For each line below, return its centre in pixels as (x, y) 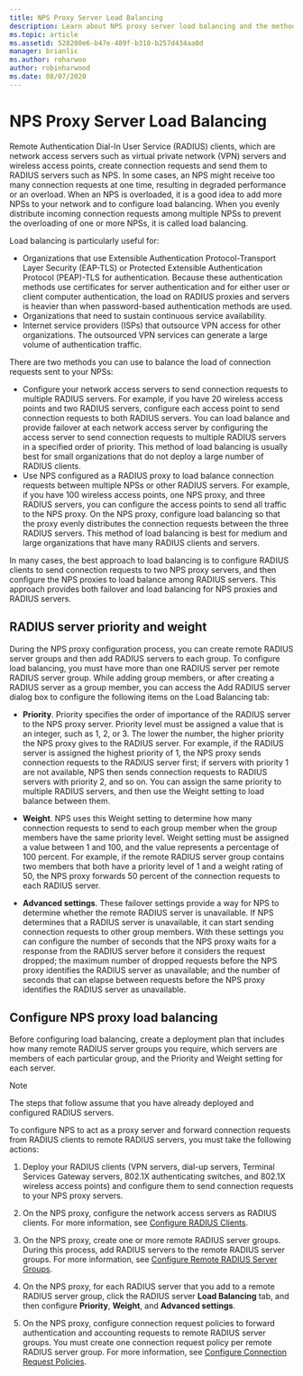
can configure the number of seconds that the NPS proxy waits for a (149, 941)
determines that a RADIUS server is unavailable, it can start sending (148, 922)
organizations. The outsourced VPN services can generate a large (145, 334)
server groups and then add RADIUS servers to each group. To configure (145, 658)
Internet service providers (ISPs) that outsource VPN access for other (151, 325)
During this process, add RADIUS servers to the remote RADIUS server (154, 1250)
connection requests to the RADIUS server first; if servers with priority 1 (155, 762)
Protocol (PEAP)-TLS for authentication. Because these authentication (152, 277)
